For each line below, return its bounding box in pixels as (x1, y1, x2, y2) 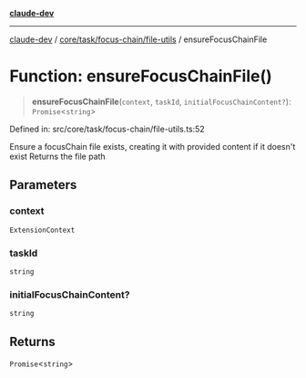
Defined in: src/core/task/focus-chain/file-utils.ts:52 (9, 123, 205, 134)
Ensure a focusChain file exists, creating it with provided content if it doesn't (9, 141, 296, 152)
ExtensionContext (9, 226, 76, 235)
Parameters (9, 177, 77, 193)
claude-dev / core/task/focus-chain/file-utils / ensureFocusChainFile (9, 34, 268, 45)
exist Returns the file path (9, 151, 107, 162)
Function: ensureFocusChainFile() (9, 66, 273, 87)
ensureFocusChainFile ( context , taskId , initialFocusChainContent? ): (31, 96, 291, 107)
